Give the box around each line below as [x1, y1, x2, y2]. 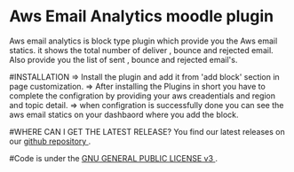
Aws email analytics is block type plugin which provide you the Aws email [9, 35, 278, 46]
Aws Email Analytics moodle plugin [9, 6, 274, 27]
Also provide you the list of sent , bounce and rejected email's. [9, 54, 238, 65]
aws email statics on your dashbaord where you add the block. [9, 109, 239, 120]
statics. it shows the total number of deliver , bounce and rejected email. [9, 44, 274, 55]
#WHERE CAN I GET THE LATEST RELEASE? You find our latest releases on [9, 126, 286, 137]
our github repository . [9, 136, 91, 146]
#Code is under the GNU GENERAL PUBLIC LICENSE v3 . [9, 152, 219, 163]
